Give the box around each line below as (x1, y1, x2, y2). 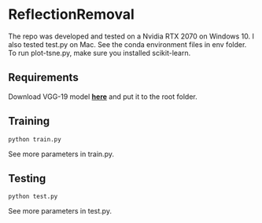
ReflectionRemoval (8, 5, 135, 24)
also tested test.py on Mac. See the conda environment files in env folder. (8, 39, 247, 49)
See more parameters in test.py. (8, 207, 113, 216)
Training (8, 115, 50, 128)
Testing (8, 171, 46, 185)
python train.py (8, 135, 61, 143)
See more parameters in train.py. (8, 149, 114, 159)
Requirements (8, 71, 79, 84)
